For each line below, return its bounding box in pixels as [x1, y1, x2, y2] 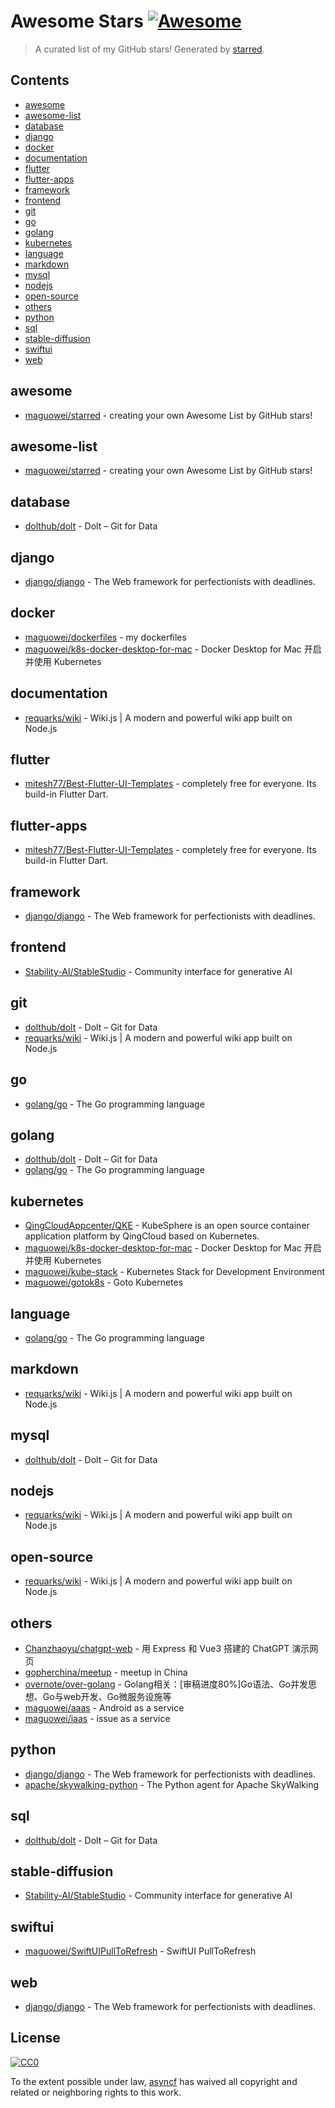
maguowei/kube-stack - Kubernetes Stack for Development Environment [24, 1266, 326, 1278]
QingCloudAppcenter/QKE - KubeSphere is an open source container [24, 1220, 310, 1232]
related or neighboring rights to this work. [10, 2086, 182, 2098]
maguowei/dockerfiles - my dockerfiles [24, 631, 187, 643]
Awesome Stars [10, 10, 144, 33]
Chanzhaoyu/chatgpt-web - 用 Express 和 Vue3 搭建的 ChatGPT [24, 1643, 290, 1654]
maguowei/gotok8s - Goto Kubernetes [24, 1276, 184, 1289]
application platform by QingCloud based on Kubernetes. [24, 1230, 260, 1242]
